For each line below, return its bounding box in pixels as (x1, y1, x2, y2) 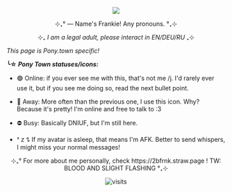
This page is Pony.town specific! (6, 47, 100, 55)
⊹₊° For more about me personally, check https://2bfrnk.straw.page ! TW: (10, 157, 222, 165)
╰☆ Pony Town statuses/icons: (6, 60, 99, 68)
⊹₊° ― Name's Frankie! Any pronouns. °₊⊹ (54, 19, 178, 28)
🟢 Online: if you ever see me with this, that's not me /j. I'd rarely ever (16, 74, 215, 82)
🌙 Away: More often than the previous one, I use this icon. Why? (16, 97, 200, 106)
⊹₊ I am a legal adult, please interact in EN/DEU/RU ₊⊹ (37, 33, 195, 41)
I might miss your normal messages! (16, 143, 121, 151)
